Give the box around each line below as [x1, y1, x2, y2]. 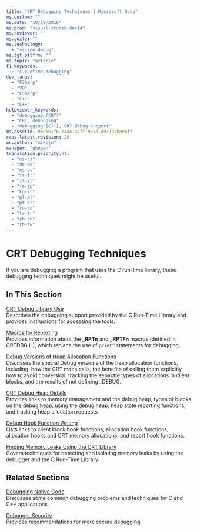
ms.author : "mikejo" [6, 139, 57, 146]
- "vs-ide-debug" [11, 47, 54, 53]
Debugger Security [6, 512, 52, 519]
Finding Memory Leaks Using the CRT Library [6, 443, 117, 450]
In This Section [6, 290, 62, 300]
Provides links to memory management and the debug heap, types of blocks [6, 395, 192, 402]
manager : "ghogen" [6, 145, 51, 151]
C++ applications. [6, 500, 49, 508]
